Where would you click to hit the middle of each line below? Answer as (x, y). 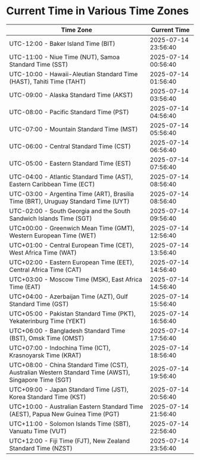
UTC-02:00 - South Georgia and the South (70, 211)
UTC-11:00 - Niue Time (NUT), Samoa (65, 57)
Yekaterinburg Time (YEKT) (48, 321)
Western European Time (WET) (53, 235)
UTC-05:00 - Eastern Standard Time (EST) (70, 163)
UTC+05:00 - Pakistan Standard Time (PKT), (72, 314)
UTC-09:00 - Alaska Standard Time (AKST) (71, 95)
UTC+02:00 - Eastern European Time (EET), (71, 262)
